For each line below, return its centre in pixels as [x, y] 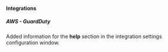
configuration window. [33, 42]
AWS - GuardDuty [28, 22]
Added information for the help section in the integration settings [84, 36]
